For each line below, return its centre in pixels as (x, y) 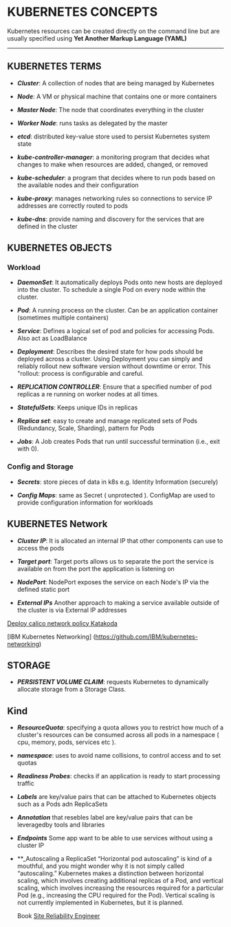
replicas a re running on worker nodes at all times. (88, 394)
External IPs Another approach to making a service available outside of (118, 602)
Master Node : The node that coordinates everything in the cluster (110, 109)
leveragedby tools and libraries (61, 825)
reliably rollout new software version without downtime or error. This (114, 366)
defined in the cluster (47, 226)
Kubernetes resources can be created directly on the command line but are (113, 31)
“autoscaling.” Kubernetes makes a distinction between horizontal (110, 873)
